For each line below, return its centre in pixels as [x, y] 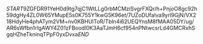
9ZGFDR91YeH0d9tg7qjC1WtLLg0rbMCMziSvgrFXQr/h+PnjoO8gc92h [111, 9]
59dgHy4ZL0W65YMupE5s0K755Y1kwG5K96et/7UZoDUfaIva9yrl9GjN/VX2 [101, 15]
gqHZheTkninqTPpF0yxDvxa [42, 34]
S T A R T [15, 9]
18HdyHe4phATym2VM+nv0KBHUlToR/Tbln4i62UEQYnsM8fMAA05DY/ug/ [100, 21]
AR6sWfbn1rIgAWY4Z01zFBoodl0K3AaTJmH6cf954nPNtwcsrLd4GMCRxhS [101, 28]
